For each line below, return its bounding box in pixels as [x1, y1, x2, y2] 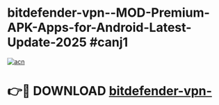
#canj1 [89, 35, 129, 50]
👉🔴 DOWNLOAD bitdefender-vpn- [7, 83, 212, 99]
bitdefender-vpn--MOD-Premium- [7, 5, 210, 21]
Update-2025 [7, 35, 87, 50]
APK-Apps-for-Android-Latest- [7, 19, 192, 35]
